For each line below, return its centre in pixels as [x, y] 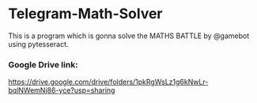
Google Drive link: [43, 64]
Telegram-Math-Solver [86, 14]
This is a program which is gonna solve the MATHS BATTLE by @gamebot [129, 36]
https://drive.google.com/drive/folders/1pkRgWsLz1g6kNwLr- [108, 82]
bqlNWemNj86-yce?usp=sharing [62, 90]
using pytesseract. [38, 44]
